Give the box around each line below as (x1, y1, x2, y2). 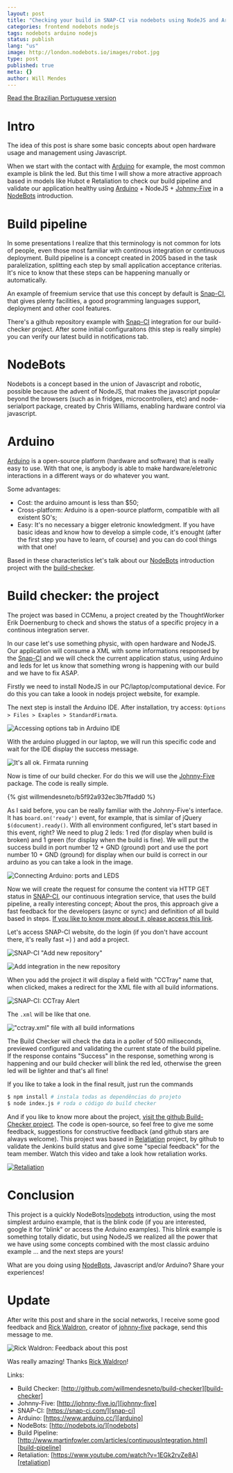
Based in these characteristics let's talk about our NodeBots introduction (7, 556, 215, 565)
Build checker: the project (7, 588, 159, 604)
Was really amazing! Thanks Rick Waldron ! (7, 1357, 129, 1365)
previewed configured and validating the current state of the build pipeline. (7, 1045, 221, 1053)
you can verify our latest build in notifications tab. (7, 332, 149, 341)
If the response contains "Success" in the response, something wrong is (7, 1052, 214, 1061)
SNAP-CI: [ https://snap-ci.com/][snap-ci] (17, 1406, 136, 1415)
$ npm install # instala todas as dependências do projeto (7, 1093, 182, 1101)
